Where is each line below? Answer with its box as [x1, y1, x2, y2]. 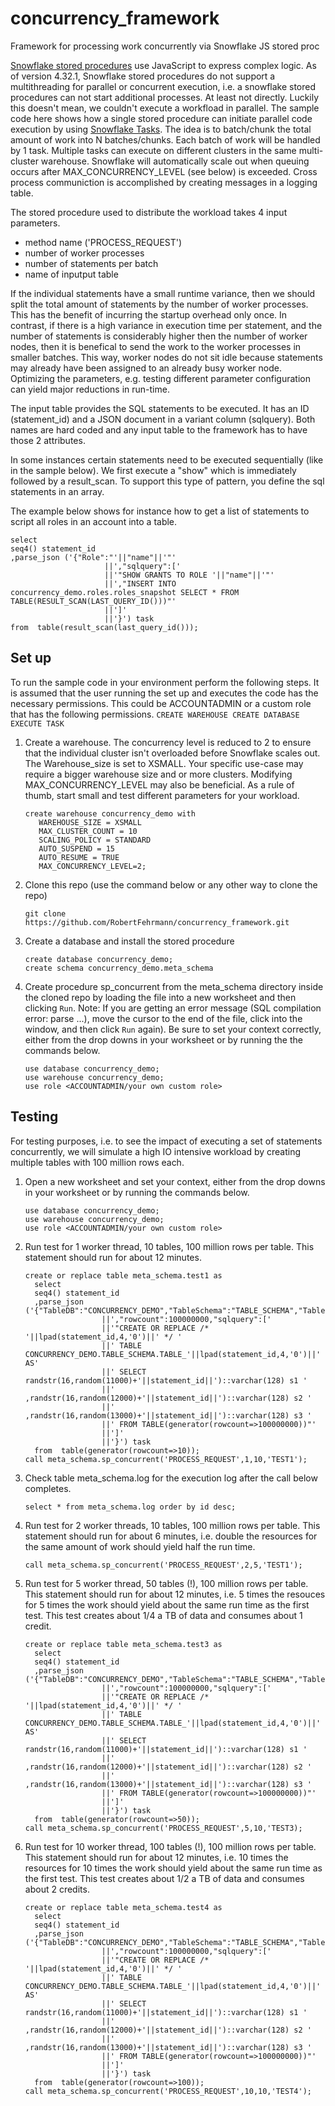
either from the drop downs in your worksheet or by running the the [24, 1033, 303, 1046]
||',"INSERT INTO [104, 578, 177, 589]
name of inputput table [24, 268, 119, 280]
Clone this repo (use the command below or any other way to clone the [24, 878, 318, 891]
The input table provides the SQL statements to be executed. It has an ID [10, 402, 310, 414]
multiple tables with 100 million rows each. [10, 1156, 185, 1168]
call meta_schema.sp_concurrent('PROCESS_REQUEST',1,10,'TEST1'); [24, 1454, 308, 1464]
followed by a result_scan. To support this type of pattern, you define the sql [10, 475, 325, 487]
